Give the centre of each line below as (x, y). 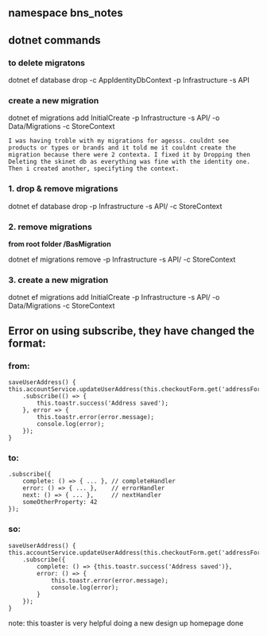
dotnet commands (54, 40)
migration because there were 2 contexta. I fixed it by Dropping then (129, 155)
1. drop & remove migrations (63, 188)
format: (27, 343)
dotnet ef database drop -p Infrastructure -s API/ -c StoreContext (115, 206)
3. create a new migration (58, 280)
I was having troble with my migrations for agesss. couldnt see (118, 141)
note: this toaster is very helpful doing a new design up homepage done (126, 622)
